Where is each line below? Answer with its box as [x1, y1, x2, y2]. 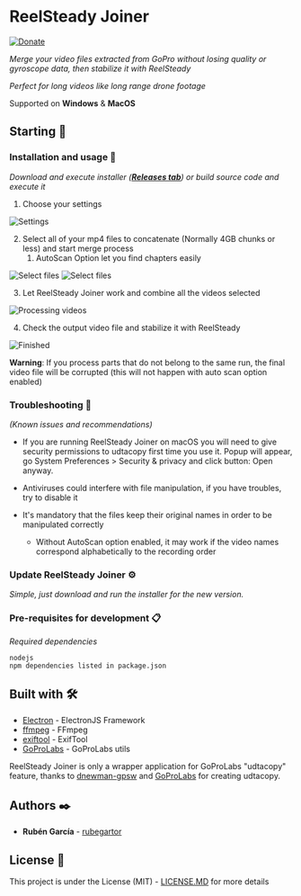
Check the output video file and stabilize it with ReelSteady [22, 322, 241, 333]
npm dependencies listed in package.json [9, 661, 167, 670]
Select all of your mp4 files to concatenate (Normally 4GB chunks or [22, 233, 276, 244]
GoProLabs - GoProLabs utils [22, 744, 130, 755]
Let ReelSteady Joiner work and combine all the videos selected [22, 287, 261, 298]
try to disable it [22, 492, 78, 503]
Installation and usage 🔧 [9, 151, 117, 164]
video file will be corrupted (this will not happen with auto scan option [9, 366, 268, 377]
